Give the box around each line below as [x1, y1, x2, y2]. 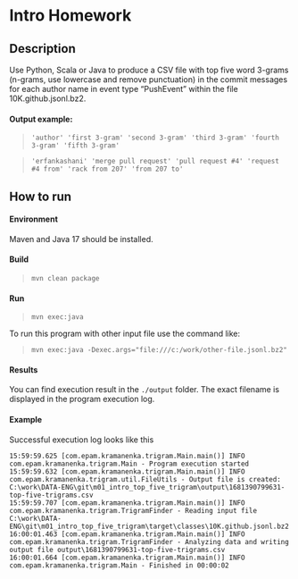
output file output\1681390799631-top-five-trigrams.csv [9, 545, 226, 554]
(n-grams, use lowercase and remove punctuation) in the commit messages [9, 74, 288, 85]
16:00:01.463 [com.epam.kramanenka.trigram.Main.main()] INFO [9, 529, 245, 539]
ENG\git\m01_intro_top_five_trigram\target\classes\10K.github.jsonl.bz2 [9, 522, 290, 531]
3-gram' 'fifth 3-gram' [30, 141, 120, 150]
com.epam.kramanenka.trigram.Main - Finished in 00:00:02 [9, 560, 229, 570]
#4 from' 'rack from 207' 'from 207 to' [30, 164, 184, 174]
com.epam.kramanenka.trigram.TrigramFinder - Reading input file [9, 506, 257, 515]
